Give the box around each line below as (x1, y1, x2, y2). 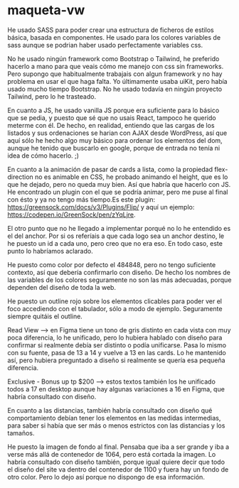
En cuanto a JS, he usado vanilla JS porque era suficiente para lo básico (7, 106, 220, 114)
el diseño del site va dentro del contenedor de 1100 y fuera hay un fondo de (7, 465, 229, 474)
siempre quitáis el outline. (7, 312, 83, 320)
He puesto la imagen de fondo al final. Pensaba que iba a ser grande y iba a (7, 443, 230, 451)
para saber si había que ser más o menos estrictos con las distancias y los (7, 421, 225, 430)
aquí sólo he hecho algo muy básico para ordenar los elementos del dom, (7, 136, 223, 144)
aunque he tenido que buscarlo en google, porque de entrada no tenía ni (7, 143, 221, 152)
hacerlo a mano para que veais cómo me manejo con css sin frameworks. (7, 62, 224, 70)
